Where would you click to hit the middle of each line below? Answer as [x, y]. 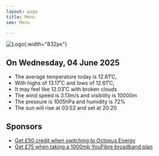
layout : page [22, 11]
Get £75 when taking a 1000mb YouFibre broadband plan [84, 147]
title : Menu [21, 17]
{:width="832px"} [46, 44]
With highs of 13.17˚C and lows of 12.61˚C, [65, 83]
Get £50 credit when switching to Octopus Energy [75, 140]
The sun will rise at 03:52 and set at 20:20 [66, 108]
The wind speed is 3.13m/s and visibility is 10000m [76, 96]
